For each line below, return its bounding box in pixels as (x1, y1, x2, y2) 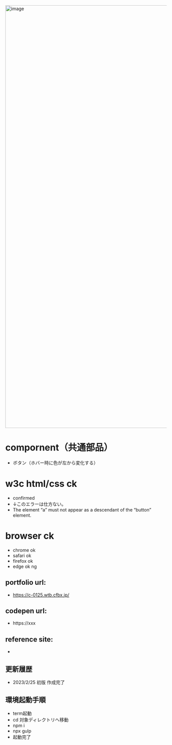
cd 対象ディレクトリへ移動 (12, 716, 69, 722)
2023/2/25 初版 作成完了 (12, 679, 65, 686)
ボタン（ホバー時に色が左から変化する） (12, 459, 98, 465)
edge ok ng (12, 563, 37, 569)
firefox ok (12, 558, 33, 564)
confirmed (12, 495, 35, 501)
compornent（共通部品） (5, 442, 113, 454)
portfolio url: (5, 578, 46, 587)
